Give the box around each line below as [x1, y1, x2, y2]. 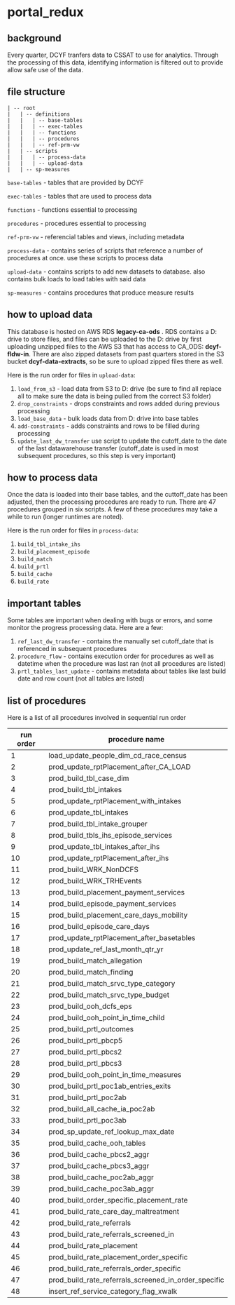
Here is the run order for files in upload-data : [7, 370, 136, 379]
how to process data [7, 471, 98, 484]
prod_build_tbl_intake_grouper [48, 819, 148, 829]
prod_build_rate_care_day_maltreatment [48, 1207, 180, 1217]
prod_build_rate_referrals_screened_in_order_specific [48, 1275, 225, 1285]
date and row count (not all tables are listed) [17, 674, 145, 683]
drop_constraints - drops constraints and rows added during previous [17, 399, 220, 408]
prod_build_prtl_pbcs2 [48, 1047, 122, 1057]
